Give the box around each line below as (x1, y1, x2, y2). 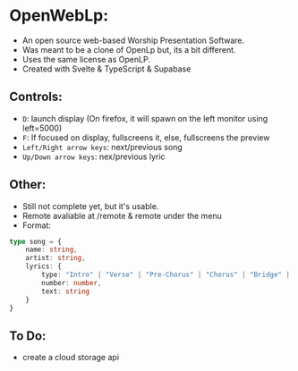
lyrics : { (25, 262, 63, 271)
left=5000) (21, 122, 63, 133)
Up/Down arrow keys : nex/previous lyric (21, 151, 166, 162)
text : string (41, 287, 90, 296)
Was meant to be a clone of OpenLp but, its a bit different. (21, 44, 236, 55)
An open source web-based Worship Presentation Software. (21, 35, 244, 46)
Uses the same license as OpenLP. (21, 54, 150, 64)
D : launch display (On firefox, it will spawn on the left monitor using (21, 113, 268, 123)
